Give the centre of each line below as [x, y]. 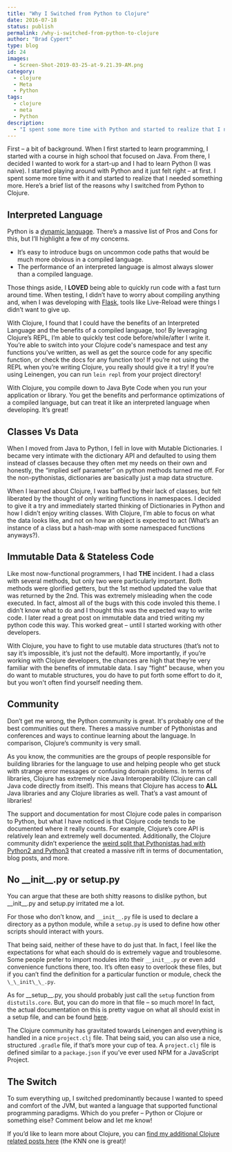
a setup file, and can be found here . [58, 1017]
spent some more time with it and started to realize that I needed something [115, 178]
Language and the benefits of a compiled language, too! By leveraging [107, 331]
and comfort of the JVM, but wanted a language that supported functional [112, 1106]
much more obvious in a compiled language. [80, 259]
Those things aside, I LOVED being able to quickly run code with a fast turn [114, 288]
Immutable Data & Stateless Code [80, 557]
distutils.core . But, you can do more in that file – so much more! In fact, [111, 1003]
